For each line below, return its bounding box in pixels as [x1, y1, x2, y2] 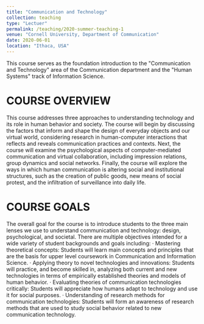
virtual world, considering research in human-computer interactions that [6, 133, 188, 141]
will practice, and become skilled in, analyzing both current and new [6, 266, 178, 273]
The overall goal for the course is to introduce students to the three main [6, 220, 189, 227]
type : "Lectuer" [6, 20, 47, 26]
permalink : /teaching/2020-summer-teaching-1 [6, 26, 124, 32]
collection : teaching [6, 15, 62, 21]
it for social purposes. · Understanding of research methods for [6, 291, 165, 298]
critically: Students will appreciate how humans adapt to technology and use [6, 284, 198, 292]
